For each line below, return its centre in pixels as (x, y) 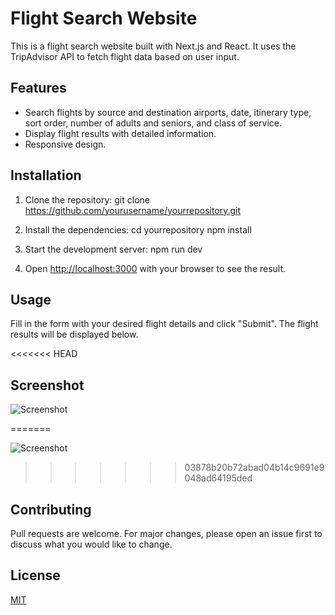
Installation (46, 175)
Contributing (51, 509)
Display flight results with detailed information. (120, 133)
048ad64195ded (218, 478)
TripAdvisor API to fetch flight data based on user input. (125, 56)
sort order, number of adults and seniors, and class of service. (153, 123)
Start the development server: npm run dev (113, 249)
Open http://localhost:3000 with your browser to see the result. (155, 268)
